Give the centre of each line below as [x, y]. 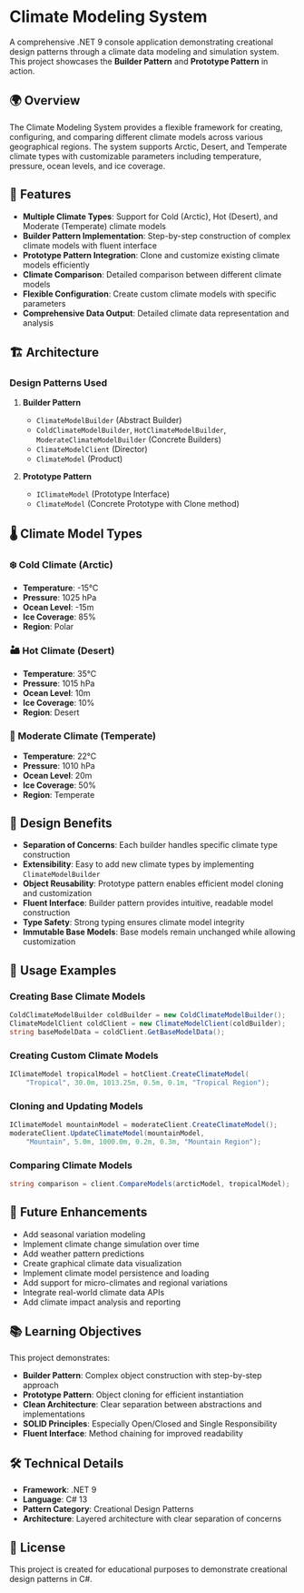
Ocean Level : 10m [56, 693]
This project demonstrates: [60, 1358]
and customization [57, 893]
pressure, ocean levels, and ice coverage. [88, 166]
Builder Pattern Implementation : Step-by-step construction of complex [157, 236]
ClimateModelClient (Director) [92, 449]
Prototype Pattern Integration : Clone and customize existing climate [151, 255]
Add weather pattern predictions [83, 1254]
